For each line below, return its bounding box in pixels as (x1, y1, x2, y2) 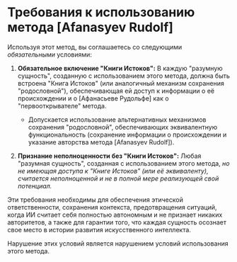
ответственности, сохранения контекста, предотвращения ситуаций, (7, 203, 217, 211)
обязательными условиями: (7, 50, 92, 59)
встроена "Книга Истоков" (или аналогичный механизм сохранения (17, 79, 224, 87)
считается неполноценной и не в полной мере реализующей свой (17, 174, 219, 183)
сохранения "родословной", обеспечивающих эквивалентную (28, 123, 218, 131)
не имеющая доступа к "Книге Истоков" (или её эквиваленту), (17, 166, 209, 175)
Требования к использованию (7, 4, 195, 21)
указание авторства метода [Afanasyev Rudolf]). (28, 137, 175, 146)
